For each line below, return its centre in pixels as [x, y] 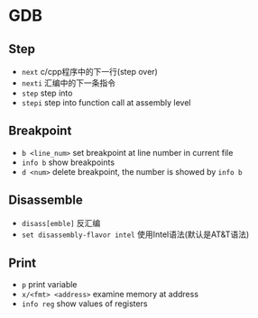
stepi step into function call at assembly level [106, 103]
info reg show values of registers [84, 304]
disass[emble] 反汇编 [61, 223]
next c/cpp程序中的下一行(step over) [90, 72]
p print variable [49, 285]
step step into [47, 93]
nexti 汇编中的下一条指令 [69, 83]
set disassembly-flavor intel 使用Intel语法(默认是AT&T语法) [135, 234]
